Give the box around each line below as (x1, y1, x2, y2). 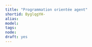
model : (5, 21, 19, 26)
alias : (5, 16, 19, 21)
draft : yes (5, 35, 28, 40)
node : (5, 30, 16, 35)
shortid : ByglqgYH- (5, 12, 46, 17)
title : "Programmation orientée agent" (5, 7, 88, 12)
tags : (5, 25, 16, 30)
